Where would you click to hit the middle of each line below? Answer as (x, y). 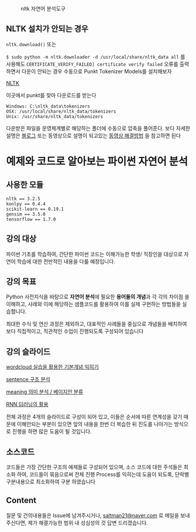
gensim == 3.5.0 (26, 214)
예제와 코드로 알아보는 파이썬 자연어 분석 (97, 161)
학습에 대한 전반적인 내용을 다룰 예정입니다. (66, 261)
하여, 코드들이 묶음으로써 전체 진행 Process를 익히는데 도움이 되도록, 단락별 (103, 474)
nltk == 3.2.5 (23, 198)
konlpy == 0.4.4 (26, 204)
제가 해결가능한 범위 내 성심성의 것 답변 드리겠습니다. (88, 523)
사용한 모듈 (25, 185)
